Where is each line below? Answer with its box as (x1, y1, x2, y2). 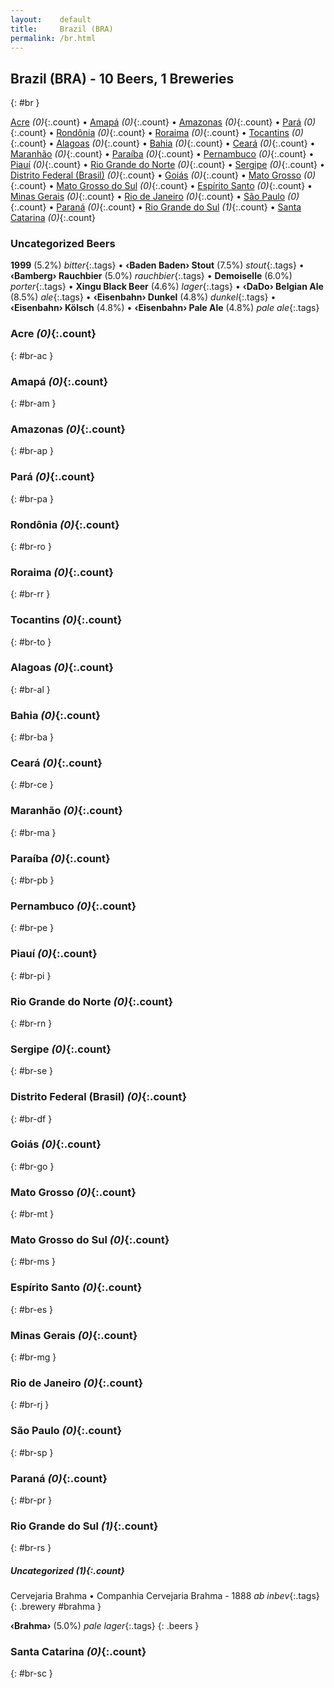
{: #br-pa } (10, 492, 55, 505)
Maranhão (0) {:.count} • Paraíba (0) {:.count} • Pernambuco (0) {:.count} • (10, 148, 315, 160)
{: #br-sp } (10, 1446, 54, 1458)
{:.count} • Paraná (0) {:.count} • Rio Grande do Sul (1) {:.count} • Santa (10, 201, 302, 213)
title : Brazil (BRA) (10, 24, 114, 34)
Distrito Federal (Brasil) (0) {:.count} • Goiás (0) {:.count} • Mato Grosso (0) (10, 169, 317, 181)
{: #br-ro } (10, 540, 52, 552)
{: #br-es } (10, 1303, 53, 1315)
